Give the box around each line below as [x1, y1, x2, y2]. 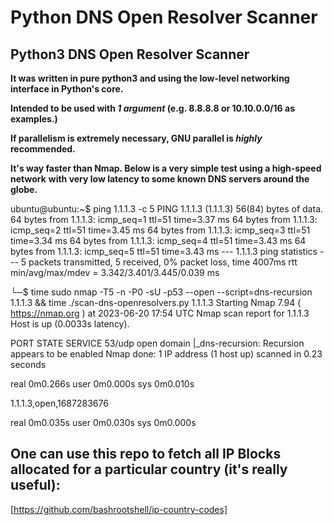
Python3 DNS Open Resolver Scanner [10, 46, 250, 63]
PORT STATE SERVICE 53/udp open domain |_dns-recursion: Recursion [10, 337, 305, 349]
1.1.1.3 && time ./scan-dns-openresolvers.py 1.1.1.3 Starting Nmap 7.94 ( [10, 297, 302, 308]
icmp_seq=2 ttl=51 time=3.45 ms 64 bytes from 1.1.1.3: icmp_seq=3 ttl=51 [10, 224, 311, 236]
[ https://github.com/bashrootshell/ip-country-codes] [10, 503, 228, 515]
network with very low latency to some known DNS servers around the [10, 173, 310, 185]
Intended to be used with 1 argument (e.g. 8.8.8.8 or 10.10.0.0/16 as [10, 102, 295, 114]
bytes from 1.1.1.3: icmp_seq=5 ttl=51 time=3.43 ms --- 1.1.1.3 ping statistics [10, 246, 318, 257]
